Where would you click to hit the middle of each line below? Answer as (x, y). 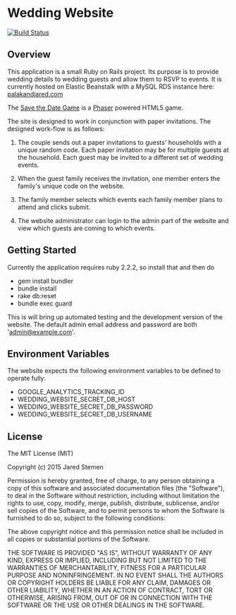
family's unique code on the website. (71, 186)
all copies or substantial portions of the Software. (79, 539)
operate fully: (27, 379)
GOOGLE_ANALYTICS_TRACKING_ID (71, 392)
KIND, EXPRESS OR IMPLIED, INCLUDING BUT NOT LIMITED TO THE (107, 560)
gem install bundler (45, 281)
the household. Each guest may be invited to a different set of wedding (120, 157)
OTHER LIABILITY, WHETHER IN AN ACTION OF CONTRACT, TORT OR (110, 590)
